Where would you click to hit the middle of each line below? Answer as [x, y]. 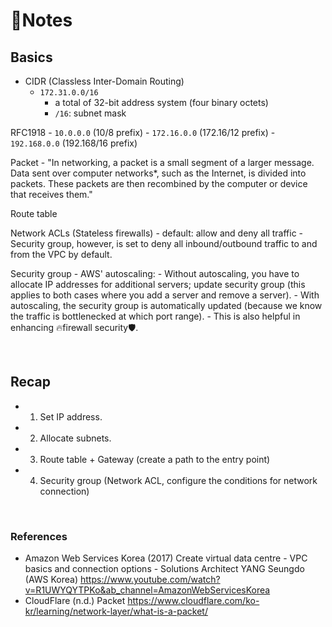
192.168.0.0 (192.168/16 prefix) [74, 143]
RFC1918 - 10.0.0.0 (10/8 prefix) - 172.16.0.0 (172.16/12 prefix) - [143, 132]
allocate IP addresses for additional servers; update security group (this [158, 284]
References [39, 536]
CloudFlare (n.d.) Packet [75, 601]
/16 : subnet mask [90, 113]
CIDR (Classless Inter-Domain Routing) [104, 81]
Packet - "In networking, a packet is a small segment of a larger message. [162, 162]
